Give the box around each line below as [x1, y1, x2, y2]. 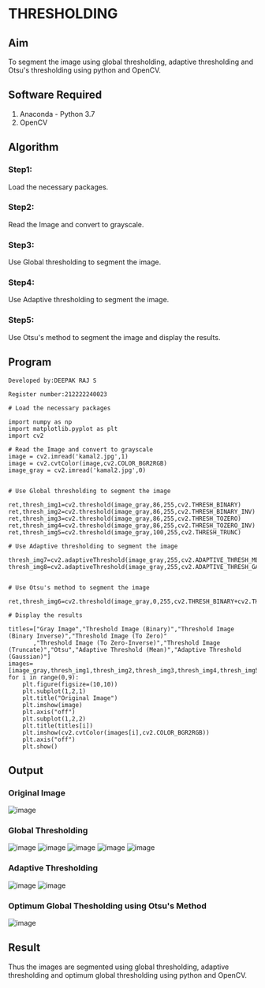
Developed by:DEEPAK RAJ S [8, 376, 97, 384]
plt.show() [22, 743, 58, 750]
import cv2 [8, 432, 44, 440]
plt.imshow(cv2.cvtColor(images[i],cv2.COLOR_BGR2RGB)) [22, 728, 211, 736]
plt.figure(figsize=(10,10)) [22, 680, 118, 688]
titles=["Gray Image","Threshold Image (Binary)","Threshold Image [8, 625, 235, 633]
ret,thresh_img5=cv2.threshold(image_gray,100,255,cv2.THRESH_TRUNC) [8, 528, 242, 537]
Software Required [8, 88, 103, 102]
